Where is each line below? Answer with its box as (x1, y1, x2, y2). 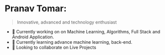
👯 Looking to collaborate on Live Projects (11, 44, 97, 50)
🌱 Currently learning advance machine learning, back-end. (11, 39, 133, 45)
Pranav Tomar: (4, 3, 67, 14)
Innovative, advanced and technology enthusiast (16, 19, 117, 25)
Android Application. (11, 34, 54, 40)
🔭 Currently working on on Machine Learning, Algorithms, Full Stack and (11, 28, 161, 34)
